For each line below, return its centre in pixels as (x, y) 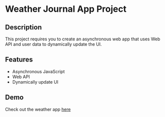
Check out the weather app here (38, 109)
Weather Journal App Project (66, 9)
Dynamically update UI (35, 82)
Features (19, 60)
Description (23, 27)
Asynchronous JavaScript (38, 71)
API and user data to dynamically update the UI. (53, 44)
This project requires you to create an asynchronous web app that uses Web (83, 39)
